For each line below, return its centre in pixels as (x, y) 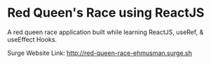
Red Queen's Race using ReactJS (106, 13)
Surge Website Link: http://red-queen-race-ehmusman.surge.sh (100, 53)
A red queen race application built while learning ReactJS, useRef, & (105, 32)
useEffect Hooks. (32, 39)
